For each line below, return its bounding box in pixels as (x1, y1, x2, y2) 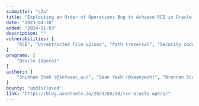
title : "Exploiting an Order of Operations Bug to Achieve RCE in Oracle (6, 14, 192, 20)
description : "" (6, 31, 46, 37)
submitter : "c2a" (6, 8, 49, 15)
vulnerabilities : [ (6, 36, 54, 42)
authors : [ (6, 69, 33, 75)
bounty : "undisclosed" (6, 85, 62, 91)
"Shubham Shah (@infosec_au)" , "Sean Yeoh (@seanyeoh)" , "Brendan (17, 74, 184, 80)
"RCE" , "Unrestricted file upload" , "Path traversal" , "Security (17, 42, 182, 48)
